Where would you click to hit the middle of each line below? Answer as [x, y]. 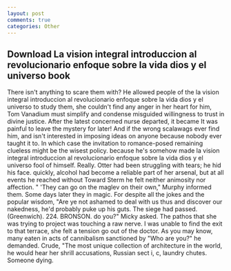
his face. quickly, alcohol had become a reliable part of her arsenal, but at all [115, 173]
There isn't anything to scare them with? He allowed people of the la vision [113, 92]
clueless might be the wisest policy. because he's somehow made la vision [113, 151]
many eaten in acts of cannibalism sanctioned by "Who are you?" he [104, 239]
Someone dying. [30, 260]
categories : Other [33, 26]
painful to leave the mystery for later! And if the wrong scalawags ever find [113, 129]
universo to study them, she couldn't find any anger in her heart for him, [110, 107]
